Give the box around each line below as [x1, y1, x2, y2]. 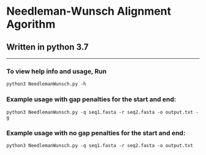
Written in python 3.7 [6, 42, 89, 52]
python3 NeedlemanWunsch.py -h [6, 81, 86, 87]
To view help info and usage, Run [6, 67, 107, 75]
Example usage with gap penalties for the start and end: [6, 95, 177, 104]
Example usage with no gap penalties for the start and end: [6, 129, 186, 137]
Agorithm [6, 17, 56, 31]
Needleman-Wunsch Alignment [6, 4, 172, 18]
